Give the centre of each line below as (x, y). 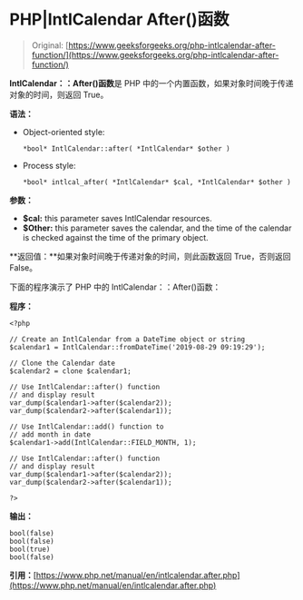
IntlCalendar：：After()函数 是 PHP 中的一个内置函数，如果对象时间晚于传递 (151, 83)
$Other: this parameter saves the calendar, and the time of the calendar (157, 228)
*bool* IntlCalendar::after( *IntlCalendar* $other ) (126, 148)
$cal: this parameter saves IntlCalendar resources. (117, 218)
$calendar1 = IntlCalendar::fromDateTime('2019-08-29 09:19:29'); (137, 347)
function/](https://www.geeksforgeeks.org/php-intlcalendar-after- (155, 54)
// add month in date (50, 434)
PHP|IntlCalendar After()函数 (119, 20)
